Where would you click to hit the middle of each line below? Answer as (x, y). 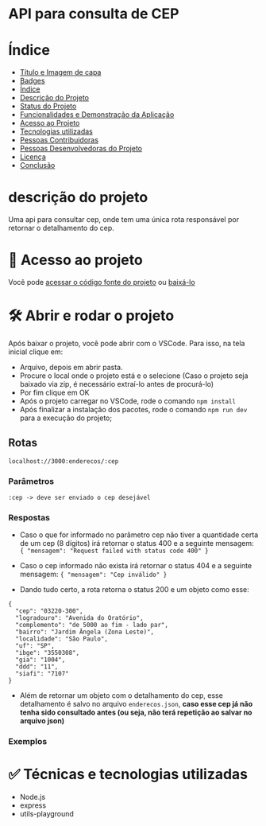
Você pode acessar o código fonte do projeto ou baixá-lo (102, 282)
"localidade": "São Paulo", (62, 639)
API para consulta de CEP (94, 14)
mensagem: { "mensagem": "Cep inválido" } (93, 575)
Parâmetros (31, 481)
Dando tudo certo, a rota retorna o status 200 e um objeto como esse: (134, 590)
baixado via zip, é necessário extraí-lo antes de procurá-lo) (117, 384)
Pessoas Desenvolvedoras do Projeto (81, 149)
